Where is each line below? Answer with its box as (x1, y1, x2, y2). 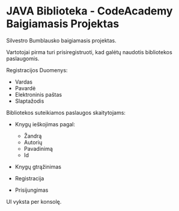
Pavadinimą (23, 145, 53, 152)
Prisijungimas (14, 186, 49, 194)
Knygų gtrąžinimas (14, 163, 62, 170)
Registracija (14, 174, 44, 182)
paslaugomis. (6, 55, 40, 62)
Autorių (23, 138, 43, 145)
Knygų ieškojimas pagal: (14, 120, 76, 127)
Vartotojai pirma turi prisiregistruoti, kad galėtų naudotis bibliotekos (6, 48, 172, 55)
